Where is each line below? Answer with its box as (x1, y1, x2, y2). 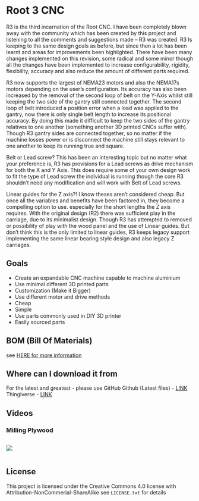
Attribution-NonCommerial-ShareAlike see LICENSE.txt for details (6, 489, 166, 496)
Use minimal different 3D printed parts (14, 280, 109, 287)
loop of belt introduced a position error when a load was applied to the (6, 104, 179, 111)
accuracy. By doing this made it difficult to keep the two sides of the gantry (6, 117, 190, 124)
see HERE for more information (6, 352, 82, 359)
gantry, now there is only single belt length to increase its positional (6, 111, 171, 118)
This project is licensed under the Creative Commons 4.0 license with (6, 483, 176, 490)
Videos (6, 408, 33, 418)
